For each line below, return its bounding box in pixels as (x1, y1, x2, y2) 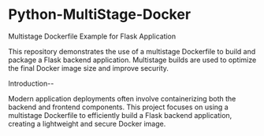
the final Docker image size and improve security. (8, 63, 169, 72)
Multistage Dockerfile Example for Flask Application (8, 31, 177, 41)
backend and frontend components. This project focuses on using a (8, 102, 229, 112)
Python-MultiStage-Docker (8, 6, 191, 24)
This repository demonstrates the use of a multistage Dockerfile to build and (8, 46, 256, 56)
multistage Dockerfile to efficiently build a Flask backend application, (8, 110, 232, 119)
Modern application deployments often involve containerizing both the (8, 94, 236, 103)
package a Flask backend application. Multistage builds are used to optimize (8, 55, 257, 64)
